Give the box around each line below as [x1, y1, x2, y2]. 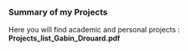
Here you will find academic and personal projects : [8, 25, 181, 35]
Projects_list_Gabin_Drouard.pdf [8, 33, 121, 43]
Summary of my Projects [8, 6, 108, 18]
